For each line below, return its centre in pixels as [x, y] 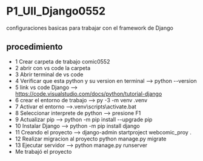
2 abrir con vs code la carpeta [53, 68]
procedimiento [35, 47]
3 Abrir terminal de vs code [49, 74]
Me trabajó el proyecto [43, 151]
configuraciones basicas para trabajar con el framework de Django [90, 28]
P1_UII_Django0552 [56, 11]
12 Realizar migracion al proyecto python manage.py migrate [91, 139]
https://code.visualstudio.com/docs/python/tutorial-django [88, 94]
